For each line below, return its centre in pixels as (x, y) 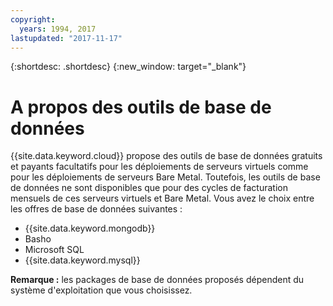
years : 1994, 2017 (58, 29)
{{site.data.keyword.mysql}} (82, 260)
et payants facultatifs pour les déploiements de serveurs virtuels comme (159, 167)
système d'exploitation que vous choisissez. (101, 290)
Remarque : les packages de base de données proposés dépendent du (157, 280)
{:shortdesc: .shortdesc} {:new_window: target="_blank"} (128, 67)
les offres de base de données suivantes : (96, 209)
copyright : (33, 19)
